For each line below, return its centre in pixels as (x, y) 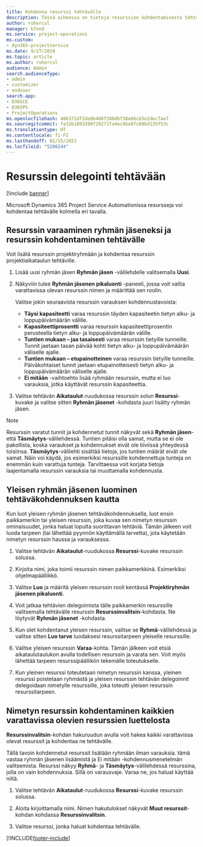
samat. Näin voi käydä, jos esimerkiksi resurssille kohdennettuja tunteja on (99, 458)
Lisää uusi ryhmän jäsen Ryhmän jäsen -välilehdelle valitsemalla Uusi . (102, 272)
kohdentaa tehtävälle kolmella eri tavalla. (57, 211)
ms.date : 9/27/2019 (31, 51)
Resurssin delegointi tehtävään (86, 176)
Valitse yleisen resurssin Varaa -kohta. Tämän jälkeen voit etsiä (93, 648)
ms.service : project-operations (47, 34)
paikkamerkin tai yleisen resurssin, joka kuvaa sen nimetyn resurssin (92, 520)
